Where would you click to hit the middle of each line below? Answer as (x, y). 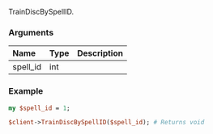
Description (100, 53)
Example (26, 91)
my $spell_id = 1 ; (39, 108)
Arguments (31, 32)
